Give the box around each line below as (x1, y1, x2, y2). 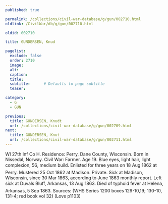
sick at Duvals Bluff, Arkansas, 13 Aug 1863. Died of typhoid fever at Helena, (5, 180, 163, 186)
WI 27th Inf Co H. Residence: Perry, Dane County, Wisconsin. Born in (5, 151, 149, 157)
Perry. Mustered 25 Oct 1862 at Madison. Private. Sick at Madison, (5, 169, 144, 175)
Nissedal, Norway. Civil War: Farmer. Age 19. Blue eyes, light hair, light (5, 156, 151, 162)
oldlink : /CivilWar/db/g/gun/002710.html (5, 21, 94, 26)
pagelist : (5, 48, 26, 54)
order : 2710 (10, 58, 35, 63)
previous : (5, 114, 26, 119)
